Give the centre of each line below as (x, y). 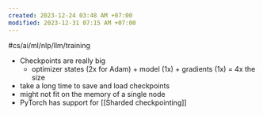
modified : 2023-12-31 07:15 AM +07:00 (72, 23)
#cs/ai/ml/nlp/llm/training (50, 45)
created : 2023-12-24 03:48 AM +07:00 (71, 15)
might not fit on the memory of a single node (92, 94)
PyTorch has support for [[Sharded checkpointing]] (103, 102)
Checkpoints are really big (62, 61)
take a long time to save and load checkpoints (95, 85)
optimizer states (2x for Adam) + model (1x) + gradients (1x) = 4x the (143, 69)
